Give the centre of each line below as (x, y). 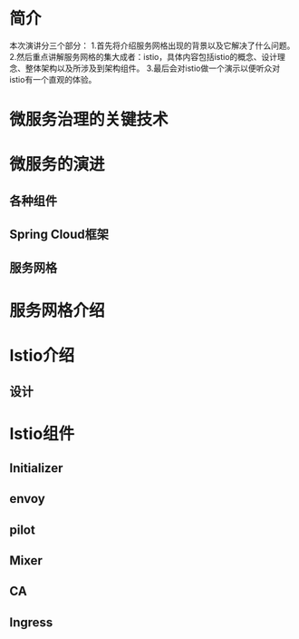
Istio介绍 (42, 355)
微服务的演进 (58, 165)
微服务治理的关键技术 (89, 120)
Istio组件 (42, 434)
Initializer (36, 468)
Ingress (31, 622)
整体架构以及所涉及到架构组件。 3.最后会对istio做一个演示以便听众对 (153, 68)
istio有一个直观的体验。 (53, 79)
